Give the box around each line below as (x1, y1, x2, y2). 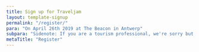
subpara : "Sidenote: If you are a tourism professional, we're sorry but (6, 31, 194, 37)
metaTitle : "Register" (6, 36, 63, 42)
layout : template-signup (6, 14, 68, 20)
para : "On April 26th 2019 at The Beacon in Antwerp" (6, 25, 143, 32)
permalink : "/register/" (6, 20, 68, 26)
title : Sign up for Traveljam (6, 8, 82, 15)
